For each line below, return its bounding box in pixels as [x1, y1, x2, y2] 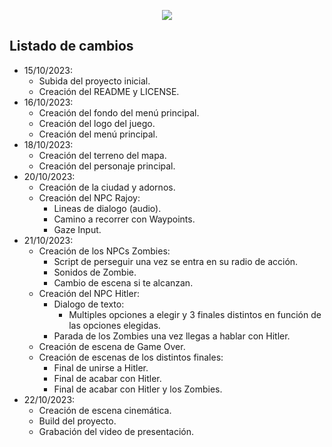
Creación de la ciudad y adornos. [38, 181, 176, 193]
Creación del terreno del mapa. [38, 149, 167, 161]
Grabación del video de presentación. [38, 425, 194, 437]
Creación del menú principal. [38, 128, 159, 140]
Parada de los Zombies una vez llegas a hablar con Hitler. [53, 330, 291, 342]
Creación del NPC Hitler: [38, 287, 140, 299]
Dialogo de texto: [53, 298, 125, 310]
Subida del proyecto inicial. [38, 75, 151, 87]
